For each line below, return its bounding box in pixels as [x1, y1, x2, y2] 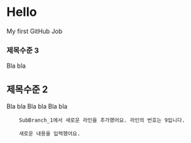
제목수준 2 [6, 84, 48, 95]
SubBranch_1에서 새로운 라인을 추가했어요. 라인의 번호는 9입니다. [19, 117, 185, 124]
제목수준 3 [6, 46, 39, 55]
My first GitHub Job [6, 27, 63, 35]
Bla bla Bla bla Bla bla [6, 102, 68, 111]
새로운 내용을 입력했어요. [19, 131, 81, 137]
